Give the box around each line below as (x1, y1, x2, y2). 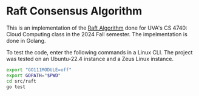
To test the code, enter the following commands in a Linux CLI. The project (6, 48, 193, 56)
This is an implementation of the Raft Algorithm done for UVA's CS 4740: (6, 24, 187, 31)
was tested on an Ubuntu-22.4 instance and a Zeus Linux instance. (6, 55, 174, 62)
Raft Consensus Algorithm (6, 4, 143, 18)
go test (6, 83, 26, 90)
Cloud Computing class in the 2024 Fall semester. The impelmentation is (6, 30, 188, 37)
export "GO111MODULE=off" (6, 66, 72, 73)
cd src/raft (6, 78, 36, 84)
